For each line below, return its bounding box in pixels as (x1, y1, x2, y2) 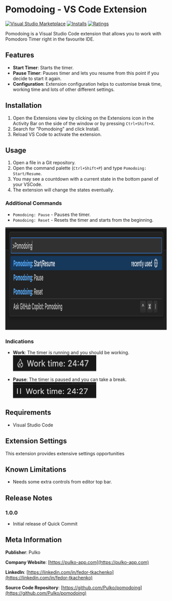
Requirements (5, 408, 51, 417)
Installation (5, 101, 42, 110)
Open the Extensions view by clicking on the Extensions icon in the (12, 114, 154, 121)
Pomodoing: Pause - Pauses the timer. (12, 211, 91, 218)
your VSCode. (12, 181, 42, 188)
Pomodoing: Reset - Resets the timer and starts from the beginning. (12, 217, 154, 223)
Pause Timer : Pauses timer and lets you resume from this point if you (12, 70, 160, 76)
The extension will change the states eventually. (12, 187, 114, 193)
